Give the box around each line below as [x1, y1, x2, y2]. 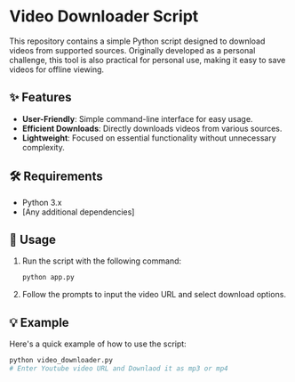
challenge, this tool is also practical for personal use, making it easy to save [9, 54, 286, 65]
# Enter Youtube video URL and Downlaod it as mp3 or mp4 [9, 363, 228, 373]
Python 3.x [21, 197, 62, 207]
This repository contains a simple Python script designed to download [9, 36, 266, 46]
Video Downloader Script [9, 6, 199, 27]
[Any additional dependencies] [21, 207, 135, 217]
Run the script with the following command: [21, 256, 182, 266]
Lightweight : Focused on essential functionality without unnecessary [21, 132, 277, 143]
